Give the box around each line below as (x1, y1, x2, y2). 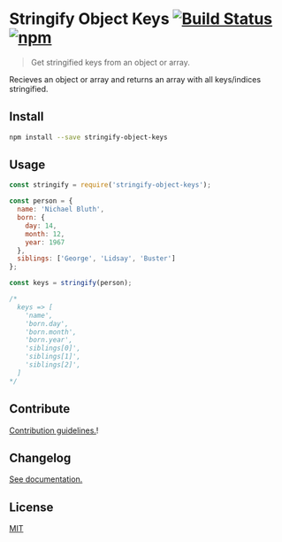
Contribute (9, 401, 71, 416)
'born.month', (25, 328, 77, 337)
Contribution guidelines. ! (9, 425, 99, 436)
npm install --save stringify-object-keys (9, 133, 168, 142)
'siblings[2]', (25, 360, 81, 369)
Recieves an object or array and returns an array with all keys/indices (9, 74, 262, 84)
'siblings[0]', (25, 344, 81, 353)
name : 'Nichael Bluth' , (17, 205, 104, 214)
